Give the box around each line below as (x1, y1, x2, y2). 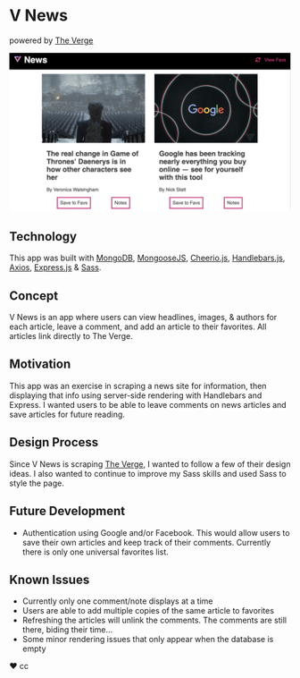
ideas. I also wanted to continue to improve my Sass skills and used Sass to (9, 468, 287, 479)
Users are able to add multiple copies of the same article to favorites (21, 606, 275, 616)
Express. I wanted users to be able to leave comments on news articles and (9, 399, 287, 410)
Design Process (9, 435, 99, 450)
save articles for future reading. (9, 409, 125, 420)
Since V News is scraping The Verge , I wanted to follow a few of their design (9, 458, 291, 470)
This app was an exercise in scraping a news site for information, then (9, 380, 267, 391)
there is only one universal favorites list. (21, 547, 170, 557)
